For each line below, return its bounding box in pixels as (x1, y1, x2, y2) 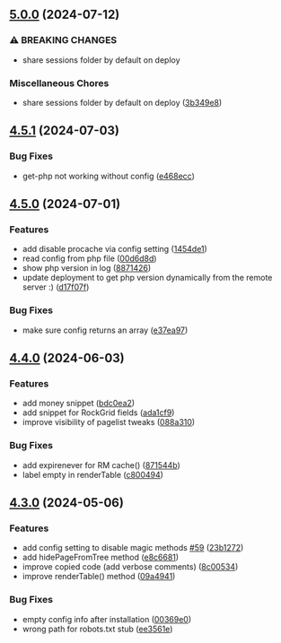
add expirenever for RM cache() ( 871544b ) (22, 459, 181, 470)
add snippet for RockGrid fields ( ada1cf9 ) (22, 407, 175, 418)
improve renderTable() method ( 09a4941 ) (22, 571, 176, 582)
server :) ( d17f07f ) (22, 282, 90, 292)
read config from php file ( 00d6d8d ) (22, 253, 157, 264)
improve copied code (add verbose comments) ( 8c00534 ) (22, 561, 239, 572)
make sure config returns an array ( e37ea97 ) (22, 325, 189, 335)
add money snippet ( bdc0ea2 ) (22, 398, 136, 409)
